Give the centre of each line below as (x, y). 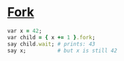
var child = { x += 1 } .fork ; (51, 37)
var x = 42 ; (25, 31)
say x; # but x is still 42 (62, 50)
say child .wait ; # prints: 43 (51, 44)
